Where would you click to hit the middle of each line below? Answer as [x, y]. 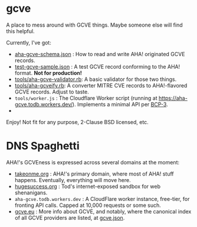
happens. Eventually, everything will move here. [73, 180]
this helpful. [20, 31]
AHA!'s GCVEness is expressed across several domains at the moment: [93, 162]
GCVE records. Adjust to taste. [52, 92]
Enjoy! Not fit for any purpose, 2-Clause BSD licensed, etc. [77, 122]
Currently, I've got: [29, 43]
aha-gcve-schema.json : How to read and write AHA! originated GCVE [100, 54]
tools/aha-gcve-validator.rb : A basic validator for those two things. [96, 79]
